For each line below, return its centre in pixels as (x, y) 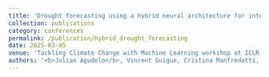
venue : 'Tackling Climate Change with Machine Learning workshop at (125, 53)
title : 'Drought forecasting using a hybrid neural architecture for (127, 16)
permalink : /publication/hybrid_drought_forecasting (98, 38)
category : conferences (46, 30)
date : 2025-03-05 (37, 46)
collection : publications (51, 23)
